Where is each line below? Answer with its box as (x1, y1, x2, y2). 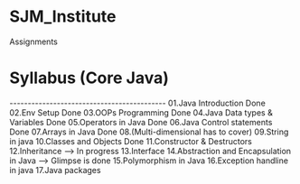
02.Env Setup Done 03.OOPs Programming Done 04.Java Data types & (9, 106, 273, 118)
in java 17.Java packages (9, 164, 101, 175)
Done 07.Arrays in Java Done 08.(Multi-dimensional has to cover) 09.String (9, 126, 289, 137)
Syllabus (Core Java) (9, 68, 170, 88)
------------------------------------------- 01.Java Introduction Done (9, 97, 267, 108)
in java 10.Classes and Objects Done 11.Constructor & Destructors (9, 135, 253, 146)
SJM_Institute (9, 6, 117, 27)
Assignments (9, 36, 59, 47)
